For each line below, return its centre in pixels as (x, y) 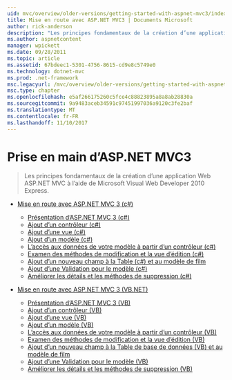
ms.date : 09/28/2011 (37, 53)
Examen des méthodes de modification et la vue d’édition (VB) (116, 340)
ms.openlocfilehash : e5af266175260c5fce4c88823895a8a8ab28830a (100, 97)
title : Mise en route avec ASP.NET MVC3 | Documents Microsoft (100, 20)
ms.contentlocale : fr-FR (43, 116)
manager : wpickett (33, 46)
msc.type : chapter (33, 91)
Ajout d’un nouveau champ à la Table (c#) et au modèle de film (117, 262)
